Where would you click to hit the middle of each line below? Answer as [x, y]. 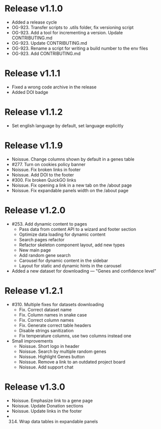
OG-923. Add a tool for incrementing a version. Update [67, 32]
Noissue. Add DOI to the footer [43, 174]
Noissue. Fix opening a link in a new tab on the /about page [72, 185]
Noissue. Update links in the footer [47, 411]
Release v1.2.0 [35, 210]
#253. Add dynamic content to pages [49, 224]
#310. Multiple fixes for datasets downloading [58, 304]
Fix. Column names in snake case [53, 315]
